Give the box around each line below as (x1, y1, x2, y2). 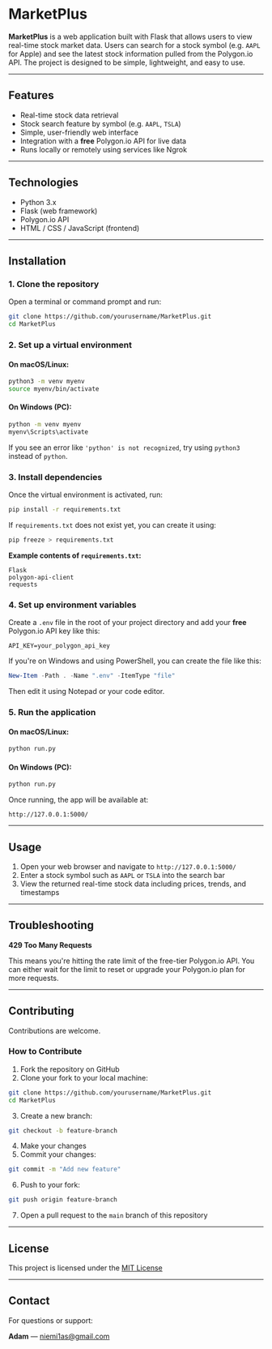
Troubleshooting (8, 919, 95, 932)
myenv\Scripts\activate (8, 427, 89, 436)
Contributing (8, 1004, 74, 1018)
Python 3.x (19, 197, 57, 207)
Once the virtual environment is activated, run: (8, 490, 164, 499)
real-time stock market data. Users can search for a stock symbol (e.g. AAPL (8, 40, 261, 49)
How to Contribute (8, 1046, 83, 1057)
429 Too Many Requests (8, 940, 92, 949)
